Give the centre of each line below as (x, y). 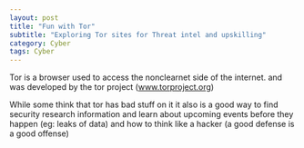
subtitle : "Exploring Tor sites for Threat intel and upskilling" (138, 35)
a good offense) (40, 133)
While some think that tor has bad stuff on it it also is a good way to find (144, 104)
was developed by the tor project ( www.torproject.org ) (112, 87)
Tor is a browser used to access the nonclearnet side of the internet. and (146, 77)
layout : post (34, 18)
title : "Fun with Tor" (52, 26)
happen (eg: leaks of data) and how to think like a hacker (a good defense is (152, 124)
